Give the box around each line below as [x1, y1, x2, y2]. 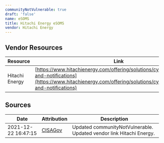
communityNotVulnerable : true [5, 7, 67, 12]
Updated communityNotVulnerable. [72, 123, 154, 130]
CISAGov [41, 126, 62, 133]
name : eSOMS [5, 16, 29, 21]
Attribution [41, 115, 67, 122]
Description [100, 115, 128, 122]
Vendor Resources [5, 43, 63, 52]
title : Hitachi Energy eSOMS [5, 20, 64, 26]
